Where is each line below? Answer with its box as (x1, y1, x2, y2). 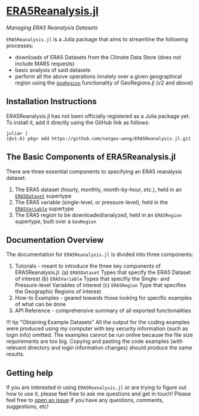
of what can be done (14, 301, 66, 308)
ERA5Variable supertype (14, 205, 74, 212)
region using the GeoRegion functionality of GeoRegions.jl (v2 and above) (14, 79, 194, 86)
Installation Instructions (6, 97, 97, 107)
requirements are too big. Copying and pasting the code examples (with (6, 337, 183, 345)
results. (6, 351, 25, 358)
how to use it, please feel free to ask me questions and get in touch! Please (6, 390, 191, 397)
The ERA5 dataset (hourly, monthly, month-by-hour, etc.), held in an (14, 186, 182, 193)
